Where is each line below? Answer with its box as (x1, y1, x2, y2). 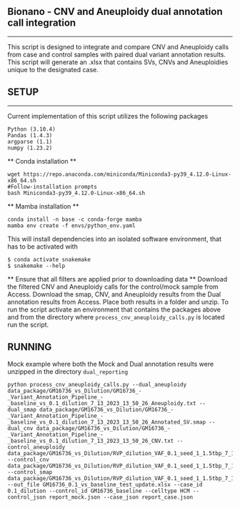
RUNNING (7, 341, 52, 353)
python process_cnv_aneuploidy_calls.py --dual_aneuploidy (7, 382, 187, 389)
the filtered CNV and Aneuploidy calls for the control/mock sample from (7, 282, 219, 291)
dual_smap (7, 407, 37, 414)
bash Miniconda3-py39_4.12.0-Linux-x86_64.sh (7, 189, 145, 196)
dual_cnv (7, 425, 34, 432)
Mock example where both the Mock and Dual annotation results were (7, 360, 214, 369)
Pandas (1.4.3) (7, 131, 53, 139)
